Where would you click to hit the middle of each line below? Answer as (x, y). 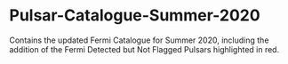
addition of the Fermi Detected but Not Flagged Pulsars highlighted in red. (144, 49)
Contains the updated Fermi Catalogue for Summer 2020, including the (139, 40)
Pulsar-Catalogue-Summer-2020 (135, 16)
